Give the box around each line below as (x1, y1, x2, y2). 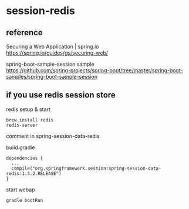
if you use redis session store (6, 90, 116, 100)
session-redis (6, 4, 75, 18)
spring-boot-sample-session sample (6, 60, 95, 68)
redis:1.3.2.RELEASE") (6, 170, 62, 177)
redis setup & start (6, 106, 51, 113)
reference (6, 28, 43, 38)
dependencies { (6, 155, 43, 161)
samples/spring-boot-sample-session (6, 73, 98, 80)
